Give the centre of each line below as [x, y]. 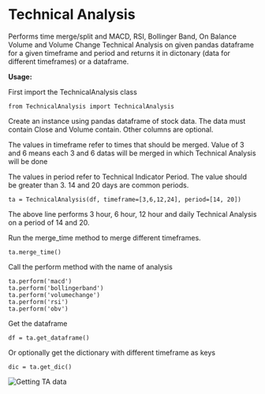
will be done [28, 161]
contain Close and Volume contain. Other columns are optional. [111, 129]
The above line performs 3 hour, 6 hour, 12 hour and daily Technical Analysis [132, 214]
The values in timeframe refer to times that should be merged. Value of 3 [126, 144]
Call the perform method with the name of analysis [91, 266]
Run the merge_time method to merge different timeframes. [105, 237]
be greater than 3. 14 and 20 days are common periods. [99, 185]
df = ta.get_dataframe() [49, 338]
